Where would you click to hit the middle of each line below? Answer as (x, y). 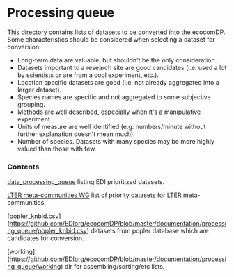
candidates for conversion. (46, 238)
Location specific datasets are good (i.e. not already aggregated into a (118, 82)
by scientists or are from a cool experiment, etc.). (88, 75)
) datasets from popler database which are (148, 231)
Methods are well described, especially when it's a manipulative (109, 112)
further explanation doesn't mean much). (76, 134)
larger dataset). (39, 90)
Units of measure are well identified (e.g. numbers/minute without (111, 126)
